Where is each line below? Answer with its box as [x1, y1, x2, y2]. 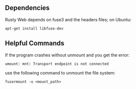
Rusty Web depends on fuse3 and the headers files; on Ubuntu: [5, 16, 132, 22]
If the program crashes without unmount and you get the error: [5, 52, 130, 58]
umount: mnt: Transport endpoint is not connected [5, 61, 109, 66]
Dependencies [5, 4, 50, 12]
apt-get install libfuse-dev [5, 26, 64, 31]
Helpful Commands [5, 39, 65, 47]
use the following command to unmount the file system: [5, 70, 116, 75]
